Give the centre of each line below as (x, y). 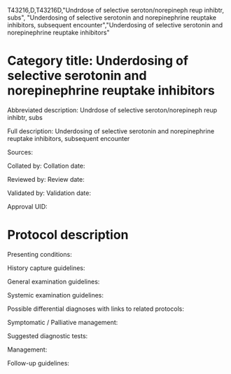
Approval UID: (27, 206)
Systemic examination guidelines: (55, 295)
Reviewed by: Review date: (46, 179)
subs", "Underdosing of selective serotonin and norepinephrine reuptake (112, 18)
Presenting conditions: (40, 254)
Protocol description (68, 235)
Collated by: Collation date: (46, 166)
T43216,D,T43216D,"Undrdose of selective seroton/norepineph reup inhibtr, (116, 10)
